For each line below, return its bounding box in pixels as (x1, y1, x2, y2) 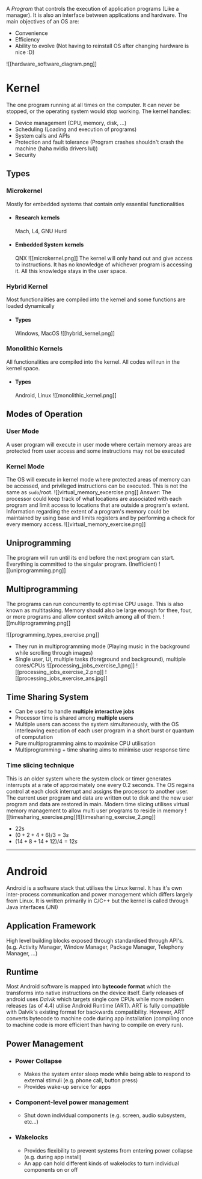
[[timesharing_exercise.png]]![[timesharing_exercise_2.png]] (6, 813, 156, 820)
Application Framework (6, 921, 96, 931)
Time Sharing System (6, 692, 89, 702)
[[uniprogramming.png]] (6, 566, 66, 574)
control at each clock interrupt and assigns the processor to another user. (6, 788, 189, 795)
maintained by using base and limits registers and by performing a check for (6, 514, 195, 522)
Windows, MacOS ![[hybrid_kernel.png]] (14, 329, 115, 337)
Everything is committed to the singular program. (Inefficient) (6, 560, 158, 568)
